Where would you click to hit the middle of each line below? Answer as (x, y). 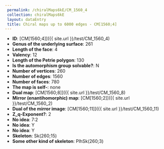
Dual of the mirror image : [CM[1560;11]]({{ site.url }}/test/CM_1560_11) (86, 109)
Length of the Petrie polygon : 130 (48, 60)
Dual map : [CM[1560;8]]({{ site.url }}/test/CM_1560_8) (69, 93)
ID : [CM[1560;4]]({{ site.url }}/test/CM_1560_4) (61, 39)
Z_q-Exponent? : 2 (32, 114)
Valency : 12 (25, 55)
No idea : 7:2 (25, 120)
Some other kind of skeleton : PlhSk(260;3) (58, 141)
